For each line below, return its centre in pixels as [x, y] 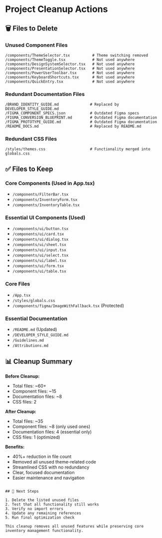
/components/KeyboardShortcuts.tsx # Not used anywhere [70, 77]
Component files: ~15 [34, 391]
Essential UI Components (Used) [45, 217]
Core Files [18, 284]
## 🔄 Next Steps [22, 491]
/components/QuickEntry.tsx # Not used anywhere [70, 81]
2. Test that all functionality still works [52, 504]
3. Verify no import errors [34, 508]
